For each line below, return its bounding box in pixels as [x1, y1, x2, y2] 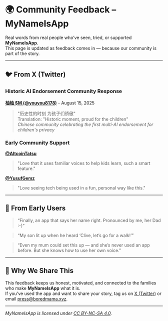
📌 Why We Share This [5, 266, 74, 275]
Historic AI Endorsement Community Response [5, 88, 122, 95]
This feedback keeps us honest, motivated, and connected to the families [5, 279, 156, 285]
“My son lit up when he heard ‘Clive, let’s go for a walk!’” [17, 232, 134, 238]
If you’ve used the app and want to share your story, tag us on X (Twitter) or [5, 290, 161, 296]
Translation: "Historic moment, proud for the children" [17, 116, 128, 122]
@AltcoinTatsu [5, 150, 37, 156]
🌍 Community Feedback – [5, 4, 116, 15]
